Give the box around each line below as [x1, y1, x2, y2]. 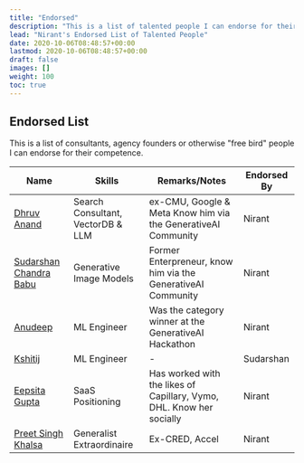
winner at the [148, 316, 205, 328]
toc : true [9, 80, 47, 90]
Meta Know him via [148, 207, 231, 220]
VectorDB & [73, 218, 123, 231]
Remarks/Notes [157, 175, 226, 187]
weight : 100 [9, 72, 54, 81]
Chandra [14, 267, 52, 279]
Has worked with [148, 367, 221, 380]
